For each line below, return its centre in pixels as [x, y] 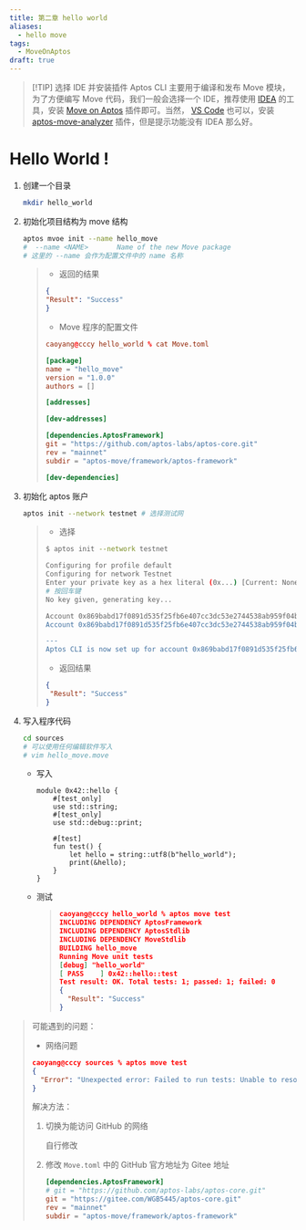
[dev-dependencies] [82, 477]
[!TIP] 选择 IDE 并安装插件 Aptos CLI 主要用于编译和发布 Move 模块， [161, 87]
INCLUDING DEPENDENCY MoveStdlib [122, 940]
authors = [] [70, 386]
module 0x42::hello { [77, 791]
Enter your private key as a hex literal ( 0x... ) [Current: [162, 583]
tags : [20, 43]
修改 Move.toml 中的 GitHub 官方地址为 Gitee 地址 [137, 1165]
